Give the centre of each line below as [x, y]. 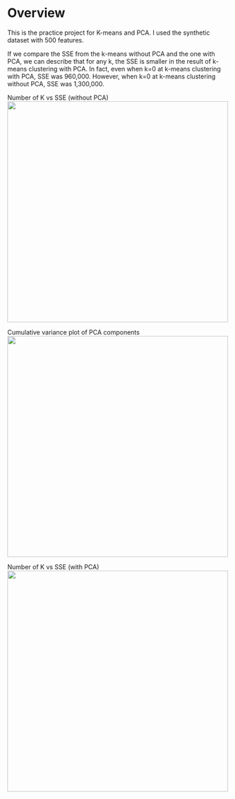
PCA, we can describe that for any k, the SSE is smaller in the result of [109, 61]
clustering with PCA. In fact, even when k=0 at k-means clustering [125, 69]
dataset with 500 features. [46, 40]
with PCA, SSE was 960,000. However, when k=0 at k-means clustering [112, 76]
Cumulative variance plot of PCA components [73, 332]
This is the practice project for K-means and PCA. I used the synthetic [109, 33]
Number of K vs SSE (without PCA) [58, 98]
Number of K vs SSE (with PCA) [53, 566]
